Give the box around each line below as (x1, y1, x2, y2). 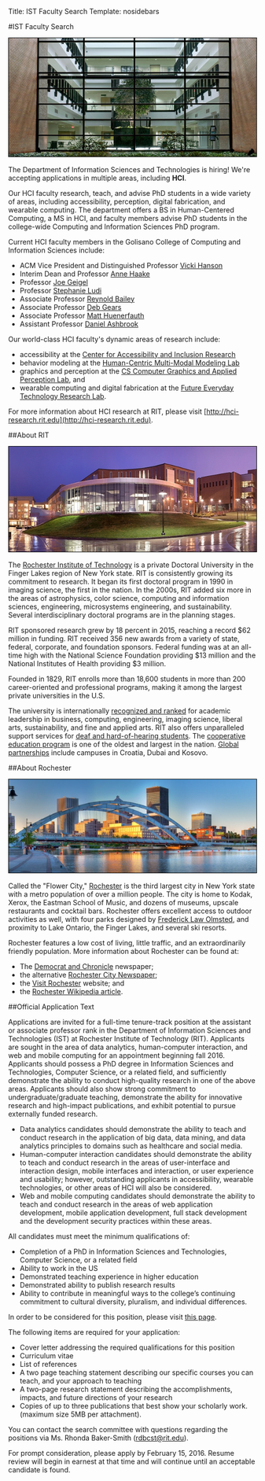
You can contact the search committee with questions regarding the (8, 1424, 228, 1434)
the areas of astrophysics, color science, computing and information (8, 594, 230, 603)
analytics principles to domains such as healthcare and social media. (19, 1140, 243, 1151)
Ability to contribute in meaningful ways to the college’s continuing (19, 1288, 236, 1298)
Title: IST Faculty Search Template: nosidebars (8, 7, 160, 16)
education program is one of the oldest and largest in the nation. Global (8, 739, 239, 750)
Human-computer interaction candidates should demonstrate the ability (19, 1149, 252, 1159)
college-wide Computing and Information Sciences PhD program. (8, 222, 220, 231)
